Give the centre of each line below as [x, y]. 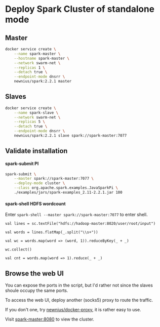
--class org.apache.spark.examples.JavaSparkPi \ [66, 188]
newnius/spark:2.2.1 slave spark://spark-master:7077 [70, 136]
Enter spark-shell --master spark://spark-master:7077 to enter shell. [77, 215]
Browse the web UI [35, 273]
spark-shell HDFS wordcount [35, 204]
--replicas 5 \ [30, 122]
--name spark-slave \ [36, 113]
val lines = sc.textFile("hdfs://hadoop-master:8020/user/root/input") [80, 224]
